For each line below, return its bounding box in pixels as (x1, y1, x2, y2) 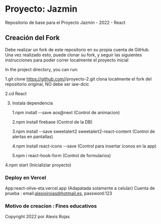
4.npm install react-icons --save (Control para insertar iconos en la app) (12, 143, 157, 149)
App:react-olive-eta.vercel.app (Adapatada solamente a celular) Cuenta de (5, 185, 155, 191)
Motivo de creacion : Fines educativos (5, 203, 97, 209)
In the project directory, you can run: (5, 66, 78, 72)
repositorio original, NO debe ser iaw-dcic (5, 81, 89, 87)
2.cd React (5, 90, 27, 96)
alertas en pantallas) (12, 133, 54, 140)
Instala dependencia (12, 100, 53, 106)
